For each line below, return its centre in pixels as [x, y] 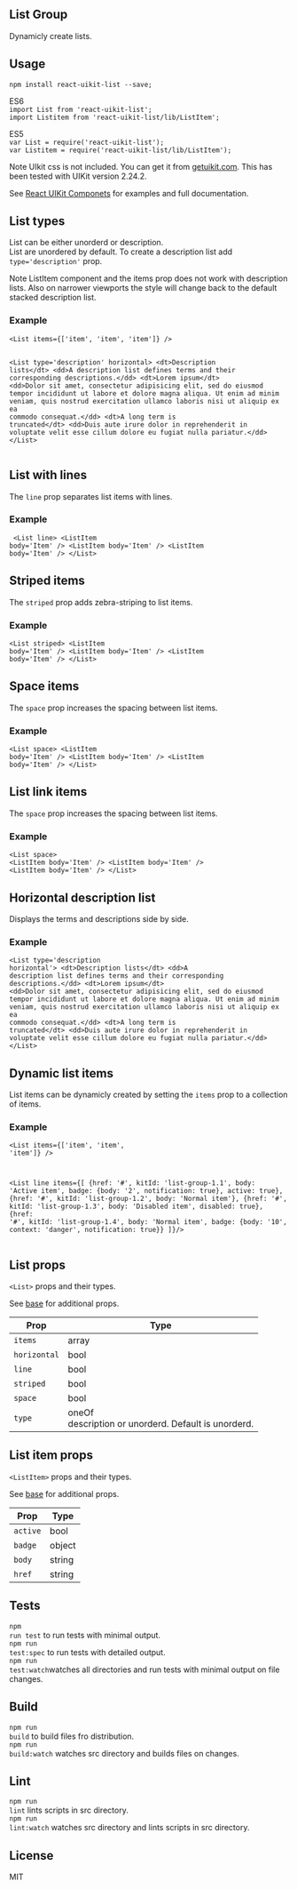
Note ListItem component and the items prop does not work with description [148, 278]
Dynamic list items [61, 1073]
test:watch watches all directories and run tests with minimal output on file [145, 1669]
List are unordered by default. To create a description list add [121, 252]
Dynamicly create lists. [51, 36]
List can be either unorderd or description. [86, 243]
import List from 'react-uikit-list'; [81, 109]
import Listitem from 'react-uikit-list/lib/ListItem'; [114, 117]
